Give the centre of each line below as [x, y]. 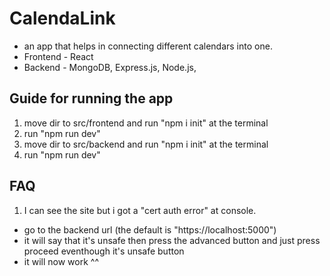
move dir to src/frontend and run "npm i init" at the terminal [146, 123]
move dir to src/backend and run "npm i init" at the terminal [146, 144]
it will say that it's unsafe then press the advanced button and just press [172, 240]
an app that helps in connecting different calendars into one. [148, 46]
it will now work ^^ [61, 261]
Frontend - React [58, 56]
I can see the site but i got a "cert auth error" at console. [140, 210]
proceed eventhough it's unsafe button [104, 251]
